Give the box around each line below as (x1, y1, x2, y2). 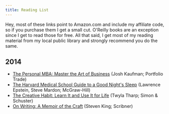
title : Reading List (5, 7, 49, 13)
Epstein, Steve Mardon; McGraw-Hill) (12, 87, 91, 93)
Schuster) (12, 98, 33, 104)
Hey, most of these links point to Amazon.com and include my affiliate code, (5, 21, 164, 27)
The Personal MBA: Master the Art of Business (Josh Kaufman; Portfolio (12, 71, 163, 77)
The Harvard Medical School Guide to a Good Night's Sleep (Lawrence (12, 82, 161, 88)
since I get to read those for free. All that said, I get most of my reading (5, 32, 153, 38)
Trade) (12, 77, 27, 83)
